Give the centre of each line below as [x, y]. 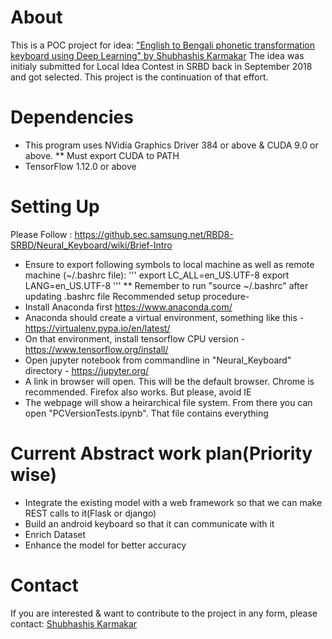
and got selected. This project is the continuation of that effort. [139, 77]
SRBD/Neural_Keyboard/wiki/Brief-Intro [91, 245]
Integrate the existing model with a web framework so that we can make [173, 502]
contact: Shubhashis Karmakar [74, 623]
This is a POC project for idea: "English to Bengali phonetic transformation [162, 45]
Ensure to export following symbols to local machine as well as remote [169, 264]
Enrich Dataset [55, 534]
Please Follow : [41, 234]
